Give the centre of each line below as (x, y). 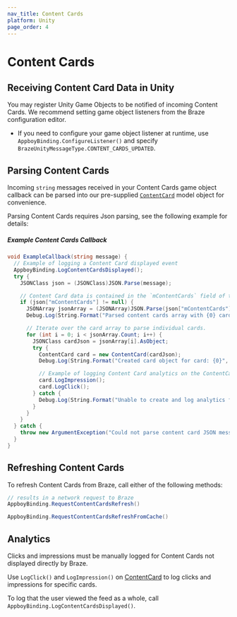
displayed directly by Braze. (48, 563)
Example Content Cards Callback (57, 240)
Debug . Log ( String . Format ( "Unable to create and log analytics (132, 400)
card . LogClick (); (64, 387)
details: (18, 224)
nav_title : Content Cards (45, 14)
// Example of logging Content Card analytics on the (119, 374)
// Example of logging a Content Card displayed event (96, 264)
